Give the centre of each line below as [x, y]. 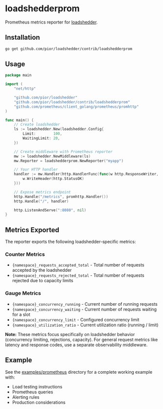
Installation [23, 37]
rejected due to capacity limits [43, 281]
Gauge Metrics [23, 293]
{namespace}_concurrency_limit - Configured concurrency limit [76, 319]
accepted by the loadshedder [42, 270]
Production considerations [39, 402]
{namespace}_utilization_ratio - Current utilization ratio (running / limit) [85, 325]
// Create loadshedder [37, 125]
